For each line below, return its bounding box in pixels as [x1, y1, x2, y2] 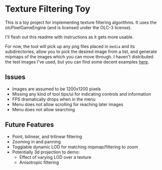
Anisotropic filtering [19, 159, 59, 165]
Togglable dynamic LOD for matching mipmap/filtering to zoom [12, 144, 138, 150]
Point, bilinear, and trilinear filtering [12, 134, 82, 139]
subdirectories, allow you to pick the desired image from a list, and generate [5, 49, 157, 54]
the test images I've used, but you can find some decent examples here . [5, 59, 149, 65]
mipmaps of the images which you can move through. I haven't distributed [5, 53, 154, 59]
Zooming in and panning [12, 138, 61, 144]
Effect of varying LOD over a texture [19, 154, 92, 160]
